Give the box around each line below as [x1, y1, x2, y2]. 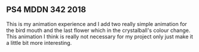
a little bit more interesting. [6, 39, 72, 46]
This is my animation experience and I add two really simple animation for [6, 20, 187, 27]
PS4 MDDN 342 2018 [6, 5, 87, 15]
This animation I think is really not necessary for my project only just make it [6, 32, 193, 40]
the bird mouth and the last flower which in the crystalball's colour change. [6, 27, 191, 34]
